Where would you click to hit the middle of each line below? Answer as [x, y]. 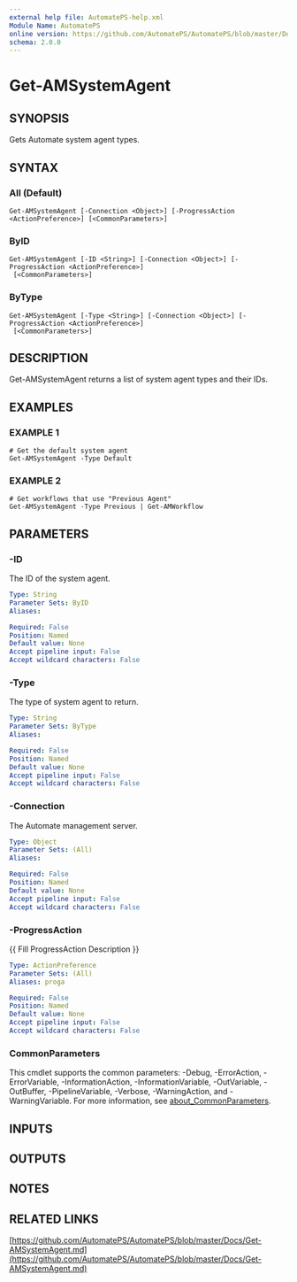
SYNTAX [34, 168]
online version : [39, 34]
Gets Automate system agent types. [74, 140]
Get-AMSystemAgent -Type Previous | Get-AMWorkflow [106, 507]
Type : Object [33, 842]
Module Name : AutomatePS [55, 26]
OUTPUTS [38, 1158]
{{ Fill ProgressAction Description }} [74, 949]
